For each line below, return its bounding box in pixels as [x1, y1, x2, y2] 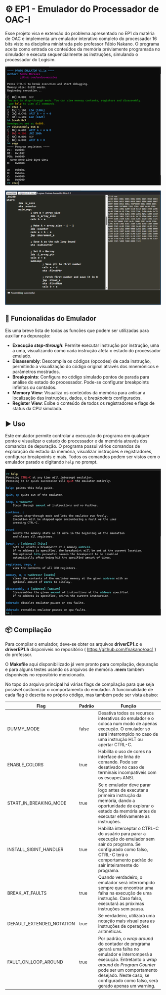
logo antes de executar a [98, 787, 149, 793]
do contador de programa [98, 941, 151, 947]
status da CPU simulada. [12, 405, 63, 411]
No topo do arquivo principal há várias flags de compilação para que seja [5, 681, 154, 687]
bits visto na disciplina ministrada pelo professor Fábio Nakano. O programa [5, 41, 160, 47]
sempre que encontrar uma [98, 885, 154, 891]
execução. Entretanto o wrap [98, 956, 157, 962]
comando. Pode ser [98, 759, 138, 765]
